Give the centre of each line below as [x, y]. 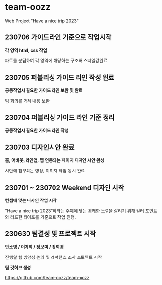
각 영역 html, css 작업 [26, 50]
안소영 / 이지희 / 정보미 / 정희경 [34, 247]
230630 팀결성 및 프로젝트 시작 [51, 234]
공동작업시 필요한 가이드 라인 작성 [37, 130]
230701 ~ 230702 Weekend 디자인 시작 [65, 187]
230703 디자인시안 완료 [40, 147]
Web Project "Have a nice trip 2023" [42, 21]
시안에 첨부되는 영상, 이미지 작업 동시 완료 [45, 171]
